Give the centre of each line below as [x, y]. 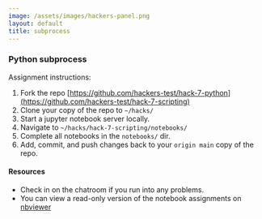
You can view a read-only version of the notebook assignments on [131, 198]
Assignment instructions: [50, 77]
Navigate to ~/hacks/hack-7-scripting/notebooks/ [104, 127]
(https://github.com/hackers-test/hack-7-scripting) [105, 101]
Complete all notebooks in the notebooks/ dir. [95, 135]
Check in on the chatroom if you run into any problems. [112, 189]
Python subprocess [48, 59]
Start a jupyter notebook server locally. [85, 118]
